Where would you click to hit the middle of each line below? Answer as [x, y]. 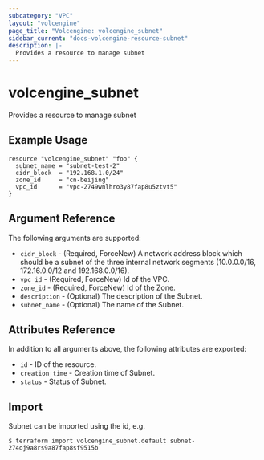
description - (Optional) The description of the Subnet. [111, 296]
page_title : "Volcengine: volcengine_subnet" [85, 31]
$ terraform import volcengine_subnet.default [87, 441]
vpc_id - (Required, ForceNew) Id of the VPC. [95, 279]
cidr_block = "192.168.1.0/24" [70, 173]
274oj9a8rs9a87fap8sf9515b [53, 448]
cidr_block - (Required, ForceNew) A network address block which [131, 253]
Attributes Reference [62, 330]
